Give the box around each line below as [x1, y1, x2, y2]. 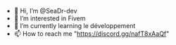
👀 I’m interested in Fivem [13, 14, 86, 22]
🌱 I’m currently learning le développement [13, 22, 136, 30]
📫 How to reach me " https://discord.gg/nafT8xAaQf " [13, 30, 170, 38]
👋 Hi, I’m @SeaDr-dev [13, 7, 77, 15]
